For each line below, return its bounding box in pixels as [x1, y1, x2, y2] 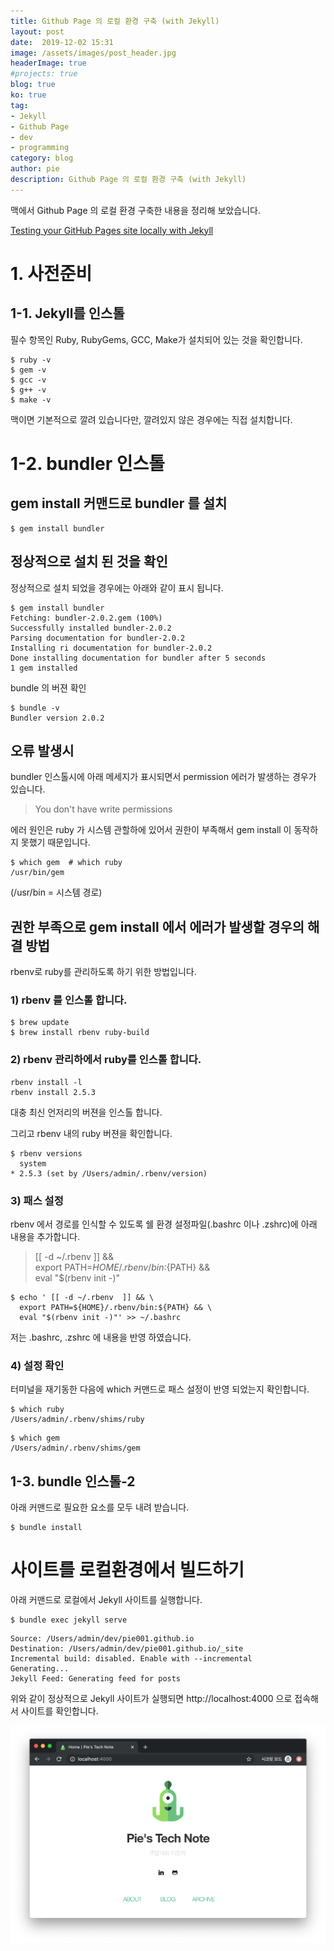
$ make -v [10, 395, 52, 405]
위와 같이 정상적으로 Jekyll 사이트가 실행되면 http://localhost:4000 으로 [10, 1693, 293, 1705]
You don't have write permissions [34, 803, 173, 815]
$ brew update [10, 1018, 70, 1028]
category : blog [10, 153, 74, 164]
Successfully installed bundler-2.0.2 [10, 623, 172, 633]
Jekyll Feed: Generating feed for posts [10, 1674, 182, 1684]
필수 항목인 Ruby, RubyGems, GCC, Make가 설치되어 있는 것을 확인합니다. [10, 333, 303, 345]
